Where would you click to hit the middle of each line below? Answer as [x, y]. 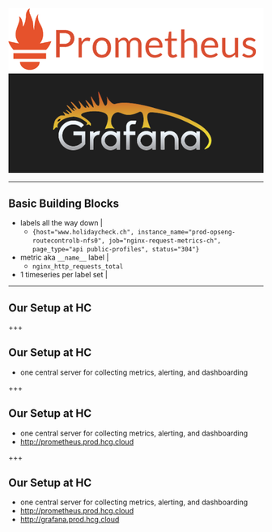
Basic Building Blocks [64, 203]
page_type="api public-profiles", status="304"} [116, 250]
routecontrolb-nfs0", [68, 241]
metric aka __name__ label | [64, 257]
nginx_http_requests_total [78, 267]
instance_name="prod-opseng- [187, 232]
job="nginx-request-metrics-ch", [164, 241]
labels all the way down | [61, 223]
